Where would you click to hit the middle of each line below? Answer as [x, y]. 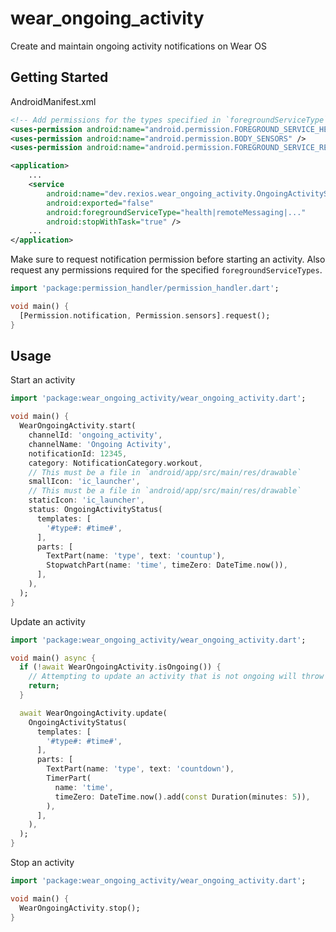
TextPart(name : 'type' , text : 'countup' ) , [136, 556]
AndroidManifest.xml [53, 101]
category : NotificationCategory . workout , [115, 463]
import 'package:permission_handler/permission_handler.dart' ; [145, 288]
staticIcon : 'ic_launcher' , [86, 500]
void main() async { [53, 658]
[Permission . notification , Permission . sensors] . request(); [145, 315]
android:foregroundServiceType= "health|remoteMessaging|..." [176, 212]
